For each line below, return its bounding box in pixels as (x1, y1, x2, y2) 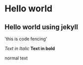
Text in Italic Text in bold (4, 46, 55, 51)
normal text (4, 55, 28, 61)
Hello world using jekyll (4, 23, 79, 31)
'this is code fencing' (4, 36, 47, 42)
